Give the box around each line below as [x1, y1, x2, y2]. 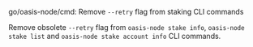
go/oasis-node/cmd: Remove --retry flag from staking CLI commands [8, 7, 244, 16]
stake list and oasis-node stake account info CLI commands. [8, 32, 221, 41]
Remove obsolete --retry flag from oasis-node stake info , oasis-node [8, 23, 245, 32]
